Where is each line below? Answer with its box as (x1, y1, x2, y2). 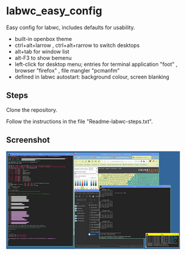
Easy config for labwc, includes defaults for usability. (6, 24, 135, 31)
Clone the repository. (6, 106, 57, 114)
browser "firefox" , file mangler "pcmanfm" (14, 67, 120, 74)
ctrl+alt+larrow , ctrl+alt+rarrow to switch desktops (14, 42, 140, 49)
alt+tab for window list (14, 48, 70, 55)
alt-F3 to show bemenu (14, 54, 72, 61)
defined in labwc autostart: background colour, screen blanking (14, 73, 170, 80)
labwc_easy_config (6, 4, 102, 18)
